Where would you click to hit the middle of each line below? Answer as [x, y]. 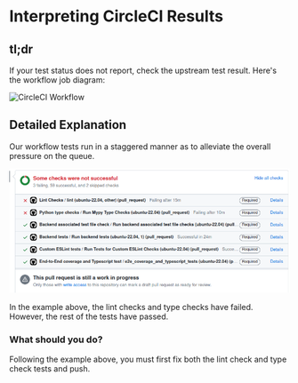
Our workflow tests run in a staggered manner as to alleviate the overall [140, 146]
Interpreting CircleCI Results [117, 16]
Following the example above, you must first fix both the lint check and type [148, 359]
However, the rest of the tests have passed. [89, 316]
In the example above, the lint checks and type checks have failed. [131, 307]
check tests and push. [50, 368]
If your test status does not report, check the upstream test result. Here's [143, 70]
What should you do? [56, 339]
